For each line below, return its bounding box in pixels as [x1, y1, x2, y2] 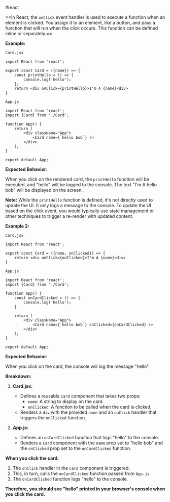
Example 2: [5, 223, 29, 229]
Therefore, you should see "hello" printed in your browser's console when [5, 486, 165, 492]
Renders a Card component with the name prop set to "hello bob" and [20, 440, 163, 446]
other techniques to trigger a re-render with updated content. [5, 213, 133, 219]
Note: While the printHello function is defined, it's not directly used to [5, 197, 153, 203]
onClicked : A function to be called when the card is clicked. [27, 404, 152, 410]
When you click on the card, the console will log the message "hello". [5, 363, 150, 369]
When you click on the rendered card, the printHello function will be [5, 176, 150, 182]
